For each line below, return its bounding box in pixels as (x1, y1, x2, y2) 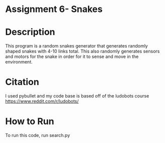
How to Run (5, 116, 54, 127)
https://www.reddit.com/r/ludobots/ (5, 98, 79, 104)
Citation (5, 76, 39, 88)
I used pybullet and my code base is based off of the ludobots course (5, 93, 149, 99)
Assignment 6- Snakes (5, 3, 103, 15)
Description (5, 26, 55, 38)
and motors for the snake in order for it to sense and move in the (5, 53, 139, 59)
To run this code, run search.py (5, 132, 70, 138)
